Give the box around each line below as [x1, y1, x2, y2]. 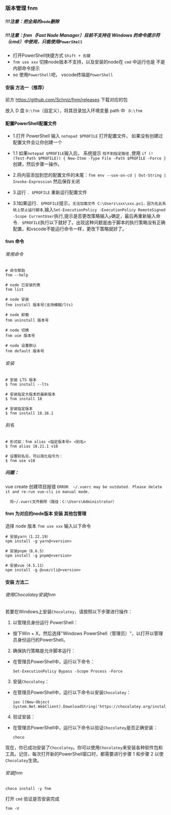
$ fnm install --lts [5, 382, 50, 387]
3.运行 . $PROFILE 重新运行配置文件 [12, 189, 87, 195]
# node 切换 [5, 328, 29, 333]
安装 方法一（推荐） [5, 84, 47, 90]
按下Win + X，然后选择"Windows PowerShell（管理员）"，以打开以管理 [12, 630, 163, 637]
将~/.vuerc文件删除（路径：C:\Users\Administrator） [10, 499, 116, 504]
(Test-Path [12, 155, 36, 161]
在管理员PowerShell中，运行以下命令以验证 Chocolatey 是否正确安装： [12, 724, 158, 730]
